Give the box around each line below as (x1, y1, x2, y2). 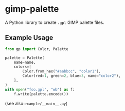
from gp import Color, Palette (5, 46, 69, 52)
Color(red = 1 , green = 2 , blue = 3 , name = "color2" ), (22, 74, 121, 78)
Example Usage (5, 34, 54, 42)
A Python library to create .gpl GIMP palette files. (5, 19, 105, 25)
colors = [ (14, 64, 32, 69)
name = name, (14, 60, 36, 65)
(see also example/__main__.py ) (5, 100, 68, 106)
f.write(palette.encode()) (14, 92, 69, 96)
